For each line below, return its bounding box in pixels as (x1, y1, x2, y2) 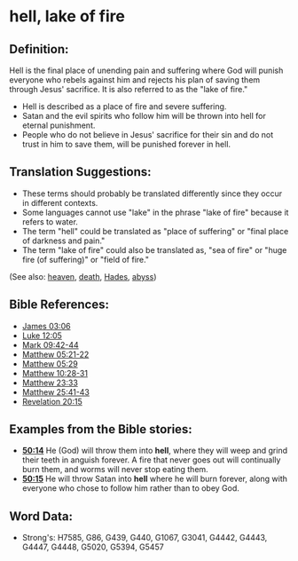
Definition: (9, 42, 69, 57)
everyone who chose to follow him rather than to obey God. (21, 483, 239, 494)
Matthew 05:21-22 (21, 349, 90, 360)
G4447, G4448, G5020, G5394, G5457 (21, 541, 164, 552)
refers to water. (21, 216, 78, 227)
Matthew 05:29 (21, 358, 78, 369)
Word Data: (9, 509, 74, 524)
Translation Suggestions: (9, 164, 153, 179)
